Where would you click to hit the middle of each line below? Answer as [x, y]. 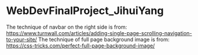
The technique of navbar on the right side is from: [66, 27]
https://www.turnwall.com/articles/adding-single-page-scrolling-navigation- [99, 33]
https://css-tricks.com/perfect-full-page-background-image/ [81, 46]
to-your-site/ [22, 39]
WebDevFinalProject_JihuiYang [85, 11]
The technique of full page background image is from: [104, 39]
